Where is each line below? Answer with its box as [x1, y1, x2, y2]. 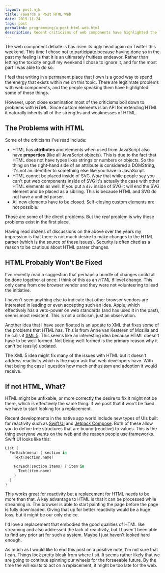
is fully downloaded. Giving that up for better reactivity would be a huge [5, 507, 151, 512]
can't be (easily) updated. [5, 343, 57, 349]
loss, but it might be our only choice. [5, 512, 79, 518]
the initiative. [5, 287, 31, 293]
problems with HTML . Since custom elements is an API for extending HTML [5, 104, 158, 110]
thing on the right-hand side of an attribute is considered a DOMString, [12, 162, 156, 168]
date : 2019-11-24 [5, 16, 41, 21]
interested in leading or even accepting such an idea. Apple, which [5, 302, 140, 308]
